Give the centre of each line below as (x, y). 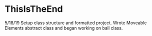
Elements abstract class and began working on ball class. (64, 28)
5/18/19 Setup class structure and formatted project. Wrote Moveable (76, 23)
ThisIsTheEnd (34, 9)
